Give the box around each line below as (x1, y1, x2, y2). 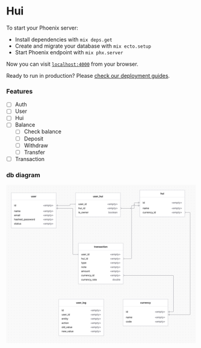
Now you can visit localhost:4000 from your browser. (6, 60, 138, 68)
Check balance (23, 128, 62, 135)
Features (6, 87, 33, 95)
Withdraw (23, 142, 48, 149)
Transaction (14, 155, 45, 162)
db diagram (6, 171, 40, 179)
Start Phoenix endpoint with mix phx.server (14, 48, 123, 55)
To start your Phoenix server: (6, 24, 78, 31)
